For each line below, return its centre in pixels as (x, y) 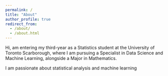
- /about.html (25, 33)
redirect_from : (21, 24)
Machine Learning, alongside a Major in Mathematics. (61, 58)
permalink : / (19, 10)
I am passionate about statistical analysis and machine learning (71, 68)
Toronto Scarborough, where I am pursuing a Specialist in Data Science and (84, 53)
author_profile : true (28, 19)
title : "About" (21, 15)
